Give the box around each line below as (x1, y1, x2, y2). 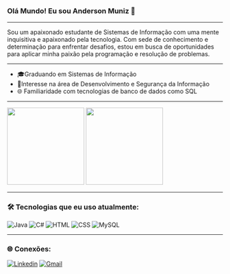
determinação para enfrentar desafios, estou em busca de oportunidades (7, 42, 214, 51)
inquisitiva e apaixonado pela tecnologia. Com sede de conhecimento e (7, 36, 209, 44)
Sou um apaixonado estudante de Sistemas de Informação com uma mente (7, 28, 219, 36)
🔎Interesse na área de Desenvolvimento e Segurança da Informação (16, 80, 210, 88)
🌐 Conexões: (7, 244, 51, 253)
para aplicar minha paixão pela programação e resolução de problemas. (7, 50, 210, 58)
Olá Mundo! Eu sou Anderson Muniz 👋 (7, 6, 136, 16)
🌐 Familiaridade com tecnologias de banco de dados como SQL (16, 87, 197, 95)
